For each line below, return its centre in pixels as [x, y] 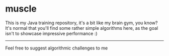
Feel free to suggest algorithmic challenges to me [57, 48]
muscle [21, 9]
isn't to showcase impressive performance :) [51, 33]
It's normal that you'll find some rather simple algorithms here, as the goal [82, 28]
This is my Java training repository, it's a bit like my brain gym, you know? [81, 23]
